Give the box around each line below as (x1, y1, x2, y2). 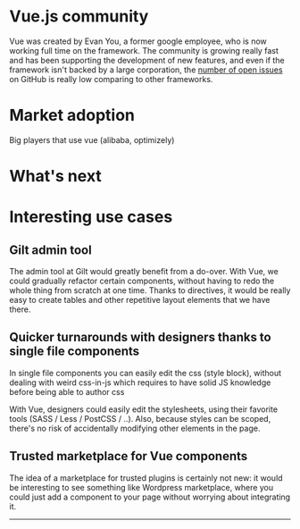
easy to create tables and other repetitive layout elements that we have (9, 295, 271, 306)
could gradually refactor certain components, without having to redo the (9, 275, 275, 287)
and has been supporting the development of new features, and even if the (9, 55, 285, 65)
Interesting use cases (9, 207, 173, 227)
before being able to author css (9, 386, 125, 397)
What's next (9, 166, 103, 187)
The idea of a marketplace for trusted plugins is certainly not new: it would (9, 472, 283, 483)
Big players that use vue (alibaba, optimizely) (9, 134, 175, 145)
